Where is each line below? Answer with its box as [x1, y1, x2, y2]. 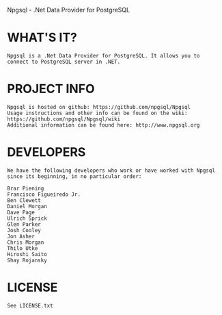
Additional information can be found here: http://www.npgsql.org [7, 121, 200, 129]
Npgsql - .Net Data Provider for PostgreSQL [7, 6, 130, 14]
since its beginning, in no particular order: [7, 173, 142, 180]
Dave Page [7, 209, 36, 216]
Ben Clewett [7, 197, 41, 204]
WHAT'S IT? [7, 30, 77, 45]
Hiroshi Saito [7, 251, 48, 257]
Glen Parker [7, 220, 41, 228]
